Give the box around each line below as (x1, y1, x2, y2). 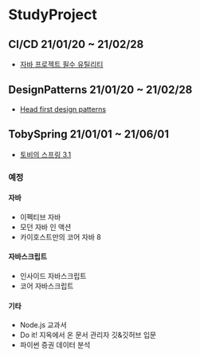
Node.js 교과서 (19, 320, 67, 330)
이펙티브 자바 (19, 212, 61, 221)
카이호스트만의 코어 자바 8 (19, 232, 101, 241)
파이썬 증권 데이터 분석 (19, 340, 91, 350)
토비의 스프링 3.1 (19, 149, 72, 159)
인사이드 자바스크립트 (19, 271, 87, 280)
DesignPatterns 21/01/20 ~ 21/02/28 (8, 83, 193, 97)
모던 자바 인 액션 (19, 222, 72, 232)
